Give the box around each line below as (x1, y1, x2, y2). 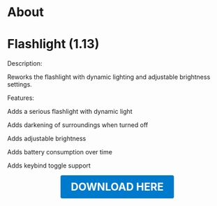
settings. (7, 80, 33, 89)
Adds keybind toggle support (7, 161, 91, 170)
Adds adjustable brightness (7, 134, 87, 143)
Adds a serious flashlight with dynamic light (7, 108, 133, 116)
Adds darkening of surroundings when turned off (7, 121, 149, 129)
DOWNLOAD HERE (70, 180, 164, 194)
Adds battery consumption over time (7, 148, 113, 156)
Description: (7, 59, 43, 68)
